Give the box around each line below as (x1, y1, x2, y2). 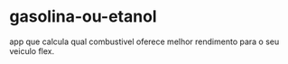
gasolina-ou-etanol (9, 6, 157, 27)
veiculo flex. (9, 45, 55, 56)
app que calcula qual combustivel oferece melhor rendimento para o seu (9, 36, 280, 47)
